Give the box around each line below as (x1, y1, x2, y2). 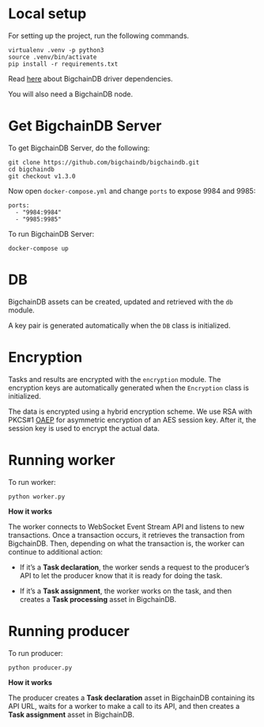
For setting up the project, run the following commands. (8, 31, 190, 40)
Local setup (8, 5, 87, 23)
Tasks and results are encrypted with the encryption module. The (8, 374, 221, 384)
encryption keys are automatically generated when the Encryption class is (8, 383, 249, 392)
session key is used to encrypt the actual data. (8, 423, 160, 433)
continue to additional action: (8, 547, 103, 556)
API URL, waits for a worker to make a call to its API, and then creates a (8, 701, 240, 710)
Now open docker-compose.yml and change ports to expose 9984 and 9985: (8, 186, 256, 195)
